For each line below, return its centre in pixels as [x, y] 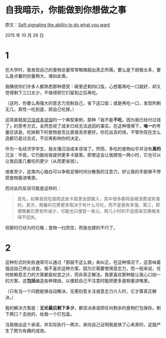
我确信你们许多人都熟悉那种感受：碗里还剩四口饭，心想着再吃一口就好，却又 [83, 86]
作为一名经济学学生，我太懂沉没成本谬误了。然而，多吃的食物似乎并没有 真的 [83, 149]
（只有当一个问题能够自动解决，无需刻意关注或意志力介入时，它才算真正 [79, 291]
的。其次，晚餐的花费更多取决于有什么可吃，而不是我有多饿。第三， [86, 205]
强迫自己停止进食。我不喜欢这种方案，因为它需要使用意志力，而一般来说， [81, 268]
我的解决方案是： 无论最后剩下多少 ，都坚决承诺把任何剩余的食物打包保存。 [81, 308]
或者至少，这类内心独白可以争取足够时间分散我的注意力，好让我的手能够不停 [83, 171]
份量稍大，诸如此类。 [48, 76]
